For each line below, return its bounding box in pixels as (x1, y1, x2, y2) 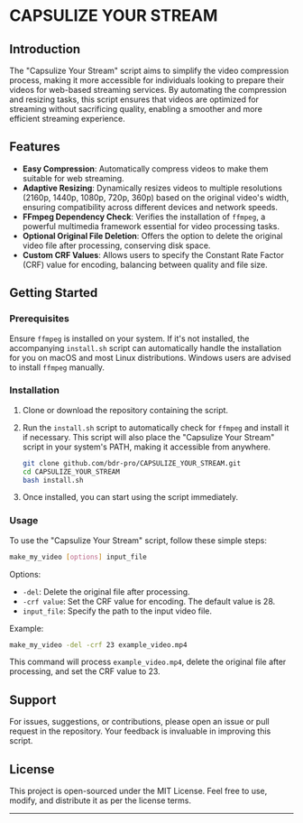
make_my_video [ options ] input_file (9, 552, 147, 561)
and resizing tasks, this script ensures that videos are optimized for (9, 94, 260, 105)
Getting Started (9, 285, 98, 301)
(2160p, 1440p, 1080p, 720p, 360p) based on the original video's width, (22, 191, 289, 203)
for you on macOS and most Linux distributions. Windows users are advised (9, 352, 291, 363)
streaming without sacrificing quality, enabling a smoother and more (9, 104, 263, 114)
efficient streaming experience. (9, 114, 125, 124)
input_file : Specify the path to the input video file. (22, 606, 213, 616)
